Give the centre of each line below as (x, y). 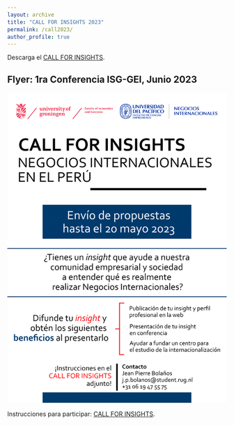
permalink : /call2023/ (40, 29)
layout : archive (31, 15)
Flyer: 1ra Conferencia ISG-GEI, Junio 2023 (102, 79)
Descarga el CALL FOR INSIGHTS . (56, 57)
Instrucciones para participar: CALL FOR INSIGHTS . (81, 414)
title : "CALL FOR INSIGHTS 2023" (56, 22)
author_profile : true (39, 37)
